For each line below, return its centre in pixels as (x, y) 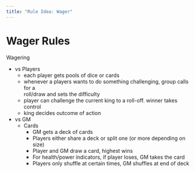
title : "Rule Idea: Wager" (39, 12)
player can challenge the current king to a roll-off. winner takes (100, 100)
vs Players (27, 69)
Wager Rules (38, 41)
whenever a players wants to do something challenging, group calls (106, 81)
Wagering (18, 57)
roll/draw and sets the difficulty (62, 94)
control (32, 107)
